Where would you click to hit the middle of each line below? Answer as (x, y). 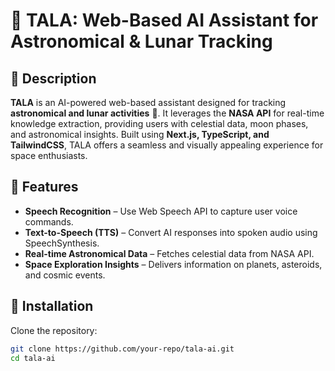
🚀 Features (44, 187)
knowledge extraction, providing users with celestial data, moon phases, (159, 123)
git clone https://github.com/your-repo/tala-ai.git (122, 349)
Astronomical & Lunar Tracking (141, 41)
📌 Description (53, 78)
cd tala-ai (33, 358)
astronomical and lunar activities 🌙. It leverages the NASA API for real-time (167, 113)
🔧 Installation (52, 306)
